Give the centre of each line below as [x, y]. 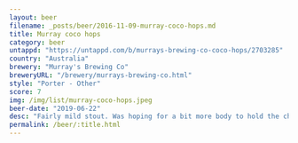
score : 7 [25, 91]
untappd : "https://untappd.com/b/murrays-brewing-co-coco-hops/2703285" [146, 51]
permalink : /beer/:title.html [65, 125]
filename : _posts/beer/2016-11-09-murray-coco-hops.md [113, 26]
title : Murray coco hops [55, 34]
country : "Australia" [49, 59]
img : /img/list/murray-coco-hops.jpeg [81, 100]
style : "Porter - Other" [55, 83]
